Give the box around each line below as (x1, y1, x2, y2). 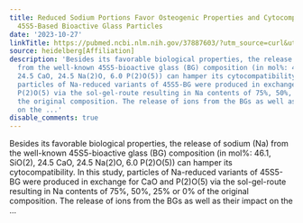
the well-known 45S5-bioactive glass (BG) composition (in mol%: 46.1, (9, 147, 271, 158)
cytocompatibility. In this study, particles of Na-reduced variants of (9, 167, 259, 178)
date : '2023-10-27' (9, 30, 83, 39)
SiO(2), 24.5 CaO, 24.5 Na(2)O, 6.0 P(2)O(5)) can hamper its (9, 157, 233, 168)
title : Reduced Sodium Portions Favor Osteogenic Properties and (9, 13, 260, 22)
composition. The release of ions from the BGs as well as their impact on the (9, 195, 293, 207)
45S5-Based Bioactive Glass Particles (17, 22, 164, 31)
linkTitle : (9, 38, 50, 48)
